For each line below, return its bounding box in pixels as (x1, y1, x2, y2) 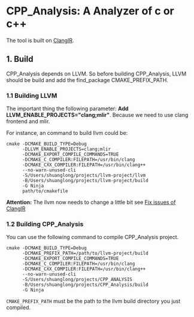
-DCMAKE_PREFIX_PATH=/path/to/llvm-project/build (22, 250, 148, 256)
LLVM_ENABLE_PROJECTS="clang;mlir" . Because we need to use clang (6, 111, 189, 119)
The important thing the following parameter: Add (6, 105, 129, 112)
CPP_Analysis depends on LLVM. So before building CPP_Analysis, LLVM (6, 70, 187, 77)
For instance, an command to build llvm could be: (6, 129, 128, 137)
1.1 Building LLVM (6, 91, 57, 99)
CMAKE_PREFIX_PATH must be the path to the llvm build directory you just (6, 298, 181, 305)
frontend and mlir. (6, 118, 50, 125)
